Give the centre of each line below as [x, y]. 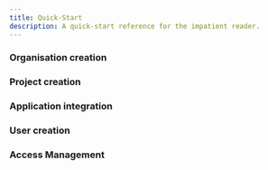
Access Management [57, 155]
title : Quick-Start [46, 18]
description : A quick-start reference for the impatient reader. [134, 26]
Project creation [45, 82]
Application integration [61, 107]
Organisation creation [58, 58]
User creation [40, 130]
